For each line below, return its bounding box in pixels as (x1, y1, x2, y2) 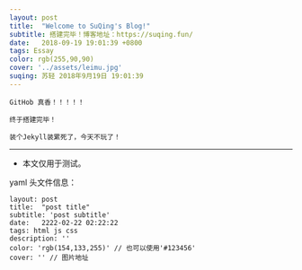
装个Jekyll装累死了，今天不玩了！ (9, 132, 121, 142)
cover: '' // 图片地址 (9, 253, 89, 262)
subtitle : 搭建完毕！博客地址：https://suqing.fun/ (9, 30, 193, 39)
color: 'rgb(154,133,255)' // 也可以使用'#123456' (9, 243, 196, 252)
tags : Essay (9, 47, 54, 56)
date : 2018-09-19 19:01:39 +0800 (9, 38, 143, 48)
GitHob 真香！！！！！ (9, 98, 85, 107)
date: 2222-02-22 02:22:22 (9, 218, 119, 227)
